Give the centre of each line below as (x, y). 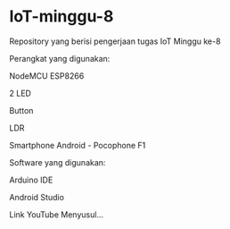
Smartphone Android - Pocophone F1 (78, 145)
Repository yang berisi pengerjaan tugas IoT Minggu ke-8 (115, 41)
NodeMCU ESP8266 (47, 76)
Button (21, 110)
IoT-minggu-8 (62, 17)
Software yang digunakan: (57, 162)
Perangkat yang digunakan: (60, 58)
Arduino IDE (31, 180)
